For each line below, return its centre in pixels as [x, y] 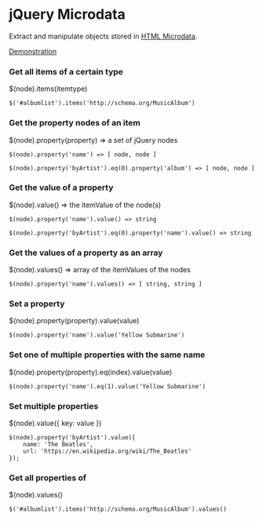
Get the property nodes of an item [75, 123]
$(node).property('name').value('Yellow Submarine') [97, 335]
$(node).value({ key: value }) [55, 423]
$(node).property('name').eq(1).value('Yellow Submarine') [107, 386]
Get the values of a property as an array [86, 253]
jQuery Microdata [67, 15]
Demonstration [33, 51]
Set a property [37, 304]
